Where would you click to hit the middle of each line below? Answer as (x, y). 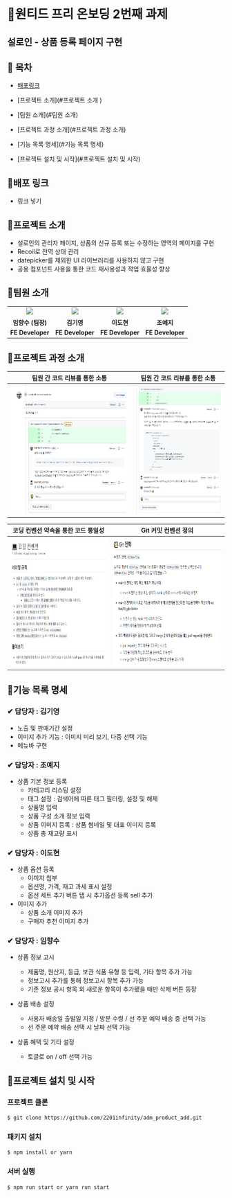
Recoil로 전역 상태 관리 (48, 252)
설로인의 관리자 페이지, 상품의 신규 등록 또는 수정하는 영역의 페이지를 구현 (116, 243)
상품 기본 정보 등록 (42, 781)
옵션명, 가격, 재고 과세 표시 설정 (70, 886)
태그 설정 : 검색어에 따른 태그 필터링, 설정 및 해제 (93, 798)
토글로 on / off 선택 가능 (60, 1057)
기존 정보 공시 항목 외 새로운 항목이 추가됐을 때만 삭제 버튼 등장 (112, 989)
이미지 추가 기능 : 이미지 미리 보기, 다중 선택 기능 (82, 736)
